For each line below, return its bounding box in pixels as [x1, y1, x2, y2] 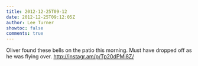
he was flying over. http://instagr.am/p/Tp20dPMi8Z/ [6, 53, 134, 60]
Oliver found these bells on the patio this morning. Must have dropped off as [6, 47, 192, 54]
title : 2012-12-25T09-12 [6, 8, 67, 15]
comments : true [6, 31, 44, 37]
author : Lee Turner [6, 19, 54, 25]
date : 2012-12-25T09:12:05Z [6, 14, 76, 20]
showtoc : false [6, 25, 44, 31]
